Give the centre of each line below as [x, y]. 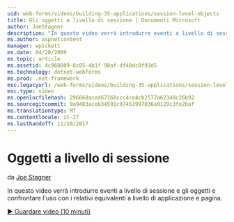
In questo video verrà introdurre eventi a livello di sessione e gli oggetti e [111, 191]
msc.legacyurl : [29, 85]
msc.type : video [31, 91]
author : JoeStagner [36, 26]
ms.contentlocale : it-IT [43, 117]
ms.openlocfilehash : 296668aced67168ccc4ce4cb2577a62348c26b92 [101, 98]
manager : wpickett [34, 46]
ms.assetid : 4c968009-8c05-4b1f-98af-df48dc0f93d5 [82, 65]
